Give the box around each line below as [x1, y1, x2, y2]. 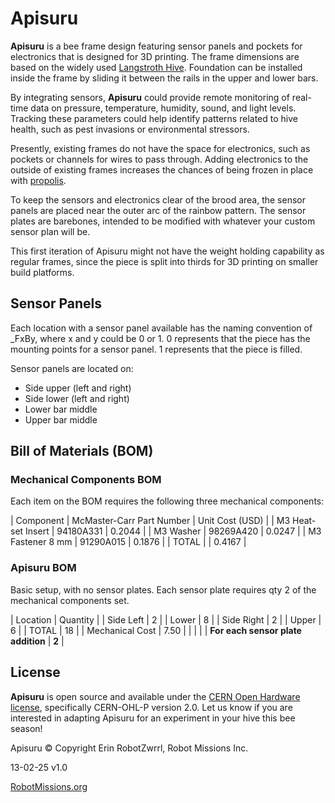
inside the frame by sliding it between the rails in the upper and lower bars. [10, 72, 319, 84]
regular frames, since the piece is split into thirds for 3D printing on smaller [10, 255, 319, 267]
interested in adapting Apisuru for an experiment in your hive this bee [10, 712, 296, 724]
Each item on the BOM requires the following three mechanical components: [10, 495, 325, 507]
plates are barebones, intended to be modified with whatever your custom [10, 215, 316, 227]
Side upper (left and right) [24, 382, 132, 394]
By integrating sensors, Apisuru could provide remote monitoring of [10, 91, 290, 103]
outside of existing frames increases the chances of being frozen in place [10, 163, 314, 176]
